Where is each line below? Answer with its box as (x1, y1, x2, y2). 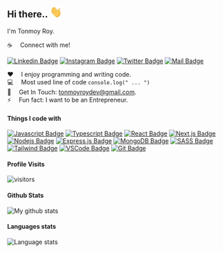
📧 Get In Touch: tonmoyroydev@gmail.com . (7, 88, 137, 96)
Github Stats (7, 191, 44, 199)
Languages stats (7, 223, 57, 231)
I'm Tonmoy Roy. (7, 27, 55, 35)
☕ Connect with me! (7, 41, 70, 49)
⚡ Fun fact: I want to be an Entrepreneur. (7, 95, 128, 104)
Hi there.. (7, 8, 48, 20)
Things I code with (7, 114, 61, 122)
